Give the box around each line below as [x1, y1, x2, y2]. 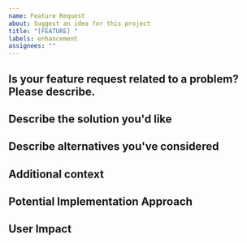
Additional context [8, 167, 104, 181]
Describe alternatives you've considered [8, 139, 219, 154]
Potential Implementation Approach [8, 195, 193, 209]
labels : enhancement [8, 34, 79, 43]
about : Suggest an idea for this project [8, 19, 151, 28]
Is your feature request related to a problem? [8, 72, 239, 86]
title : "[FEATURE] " [8, 27, 79, 35]
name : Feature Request [8, 11, 85, 20]
